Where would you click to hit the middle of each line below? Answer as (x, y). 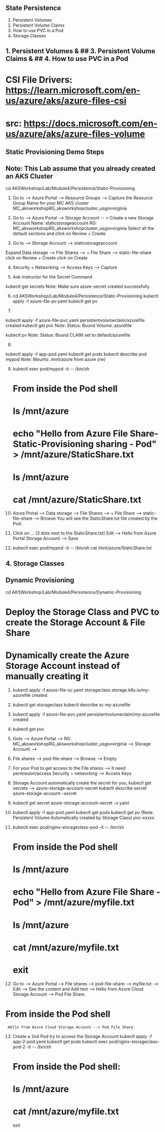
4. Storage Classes (35, 563)
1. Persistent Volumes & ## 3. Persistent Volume (81, 51)
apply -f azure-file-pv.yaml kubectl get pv (55, 301)
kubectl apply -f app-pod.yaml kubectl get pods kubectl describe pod (76, 354)
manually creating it (47, 676)
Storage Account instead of (63, 666)
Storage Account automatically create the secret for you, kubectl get (82, 783)
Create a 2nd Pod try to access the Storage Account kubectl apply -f (82, 1036)
